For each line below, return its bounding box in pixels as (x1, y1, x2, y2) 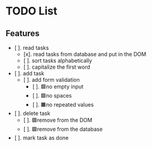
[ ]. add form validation (23, 77, 81, 83)
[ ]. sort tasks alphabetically (23, 57, 93, 64)
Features (5, 28, 40, 39)
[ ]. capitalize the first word (23, 63, 91, 70)
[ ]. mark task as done (14, 134, 69, 141)
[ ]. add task (14, 70, 44, 77)
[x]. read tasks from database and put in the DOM (23, 51, 147, 58)
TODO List (5, 4, 58, 18)
